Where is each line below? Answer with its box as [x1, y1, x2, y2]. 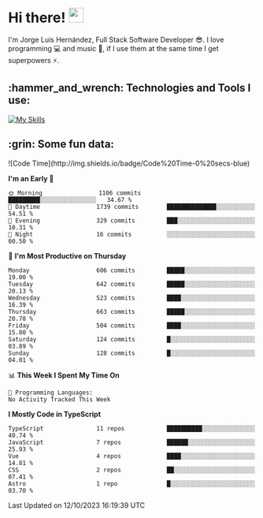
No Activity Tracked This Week [8, 395, 111, 404]
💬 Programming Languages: [8, 389, 93, 397]
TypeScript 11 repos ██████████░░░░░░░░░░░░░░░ [8, 424, 256, 432]
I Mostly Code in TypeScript [8, 409, 101, 419]
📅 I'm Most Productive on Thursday [8, 251, 127, 260]
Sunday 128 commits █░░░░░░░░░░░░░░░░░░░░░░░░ [8, 349, 256, 357]
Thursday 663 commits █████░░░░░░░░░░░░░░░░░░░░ [8, 307, 256, 315]
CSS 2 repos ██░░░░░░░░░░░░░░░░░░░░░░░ [8, 466, 256, 474]
